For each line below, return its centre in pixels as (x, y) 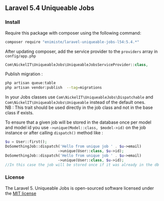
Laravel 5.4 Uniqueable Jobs (50, 8)
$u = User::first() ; (26, 142)
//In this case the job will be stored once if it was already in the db (82, 165)
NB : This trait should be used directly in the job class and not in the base (79, 107)
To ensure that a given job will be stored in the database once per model (78, 122)
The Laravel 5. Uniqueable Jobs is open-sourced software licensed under (80, 188)
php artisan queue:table (30, 83)
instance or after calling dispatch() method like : (54, 133)
